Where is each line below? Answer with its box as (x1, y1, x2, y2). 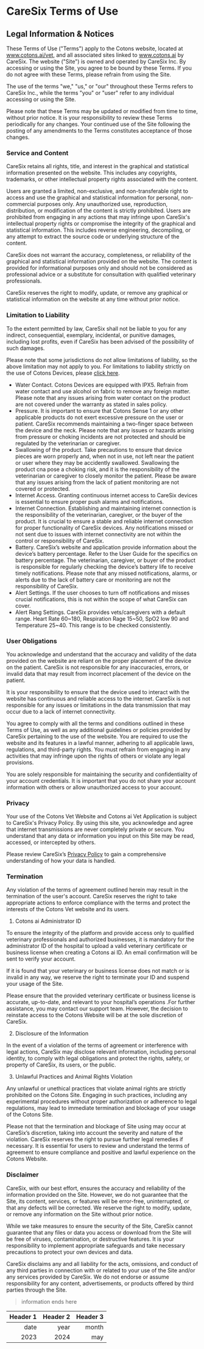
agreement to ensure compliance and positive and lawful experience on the (6, 1148, 196, 1156)
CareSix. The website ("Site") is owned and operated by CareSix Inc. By (6, 58, 186, 65)
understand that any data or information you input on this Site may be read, (6, 832, 195, 840)
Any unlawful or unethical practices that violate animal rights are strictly (6, 1085, 186, 1092)
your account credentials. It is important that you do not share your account (6, 777, 196, 784)
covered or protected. (15, 485, 70, 492)
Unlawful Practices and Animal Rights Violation (15, 1073, 133, 1081)
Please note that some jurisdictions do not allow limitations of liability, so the (6, 356, 198, 363)
